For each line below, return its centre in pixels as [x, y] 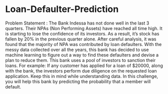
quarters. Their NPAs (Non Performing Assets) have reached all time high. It [84, 28]
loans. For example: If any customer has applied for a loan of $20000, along [84, 65]
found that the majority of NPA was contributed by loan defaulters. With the [83, 44]
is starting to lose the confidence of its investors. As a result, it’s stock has [82, 33]
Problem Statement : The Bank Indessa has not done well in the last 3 [77, 23]
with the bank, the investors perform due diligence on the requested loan [81, 70]
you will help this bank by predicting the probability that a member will [78, 81]
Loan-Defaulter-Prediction [62, 9]
